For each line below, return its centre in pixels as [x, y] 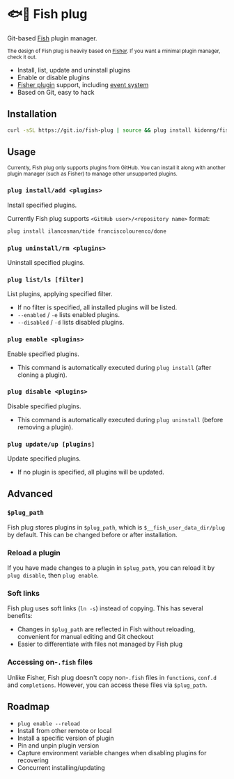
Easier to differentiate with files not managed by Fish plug [100, 644]
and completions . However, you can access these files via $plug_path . [107, 685]
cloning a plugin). [42, 375]
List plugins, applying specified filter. [60, 294]
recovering [33, 760]
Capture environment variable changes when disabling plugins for [112, 753]
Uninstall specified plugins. [46, 262]
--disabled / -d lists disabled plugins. [71, 323]
